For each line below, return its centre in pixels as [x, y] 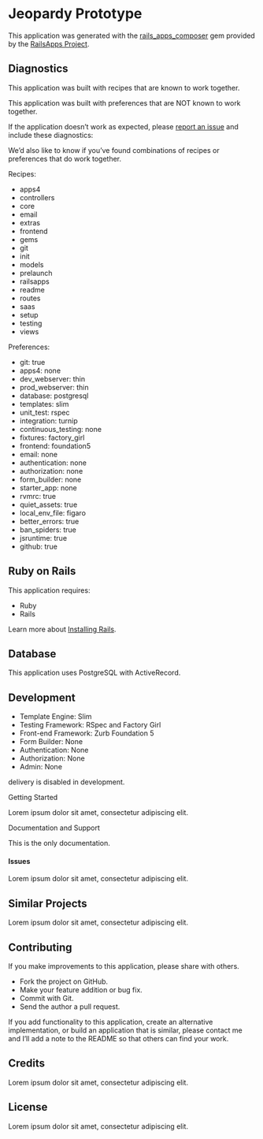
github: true [38, 546]
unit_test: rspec [44, 412]
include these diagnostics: [51, 135]
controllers [37, 197]
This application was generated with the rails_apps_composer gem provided [132, 35]
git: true [32, 362]
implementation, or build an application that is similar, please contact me [125, 1030]
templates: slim [44, 404]
